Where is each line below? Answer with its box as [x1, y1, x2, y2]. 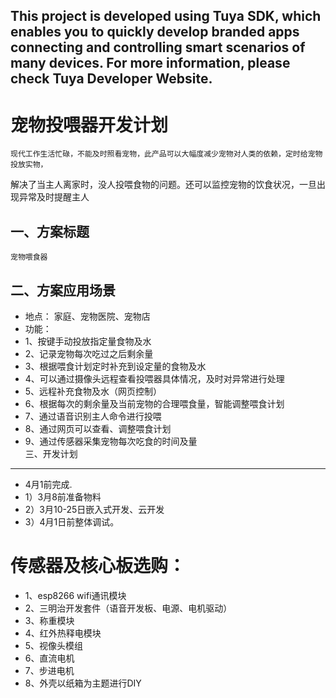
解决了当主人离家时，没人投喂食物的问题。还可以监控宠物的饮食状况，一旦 [10, 179, 317, 191]
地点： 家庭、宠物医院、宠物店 [24, 310, 151, 322]
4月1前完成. [24, 478, 73, 490]
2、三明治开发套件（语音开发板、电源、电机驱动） [24, 602, 233, 614]
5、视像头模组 [24, 639, 84, 651]
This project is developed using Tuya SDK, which [10, 8, 322, 25]
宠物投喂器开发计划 [10, 114, 169, 136]
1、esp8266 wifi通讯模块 [24, 589, 127, 601]
